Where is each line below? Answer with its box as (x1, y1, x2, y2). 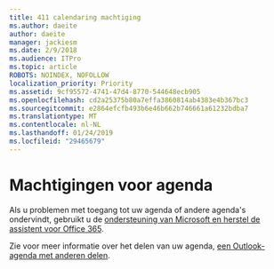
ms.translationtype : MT (9, 112, 98, 121)
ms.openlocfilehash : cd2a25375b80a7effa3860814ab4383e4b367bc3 (9, 95, 249, 105)
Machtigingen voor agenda (9, 175, 214, 195)
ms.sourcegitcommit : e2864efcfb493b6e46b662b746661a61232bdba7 (9, 104, 249, 113)
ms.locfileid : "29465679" (9, 137, 105, 146)
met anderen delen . (38, 249, 111, 260)
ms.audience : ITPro (9, 54, 82, 63)
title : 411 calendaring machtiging (9, 12, 141, 22)
